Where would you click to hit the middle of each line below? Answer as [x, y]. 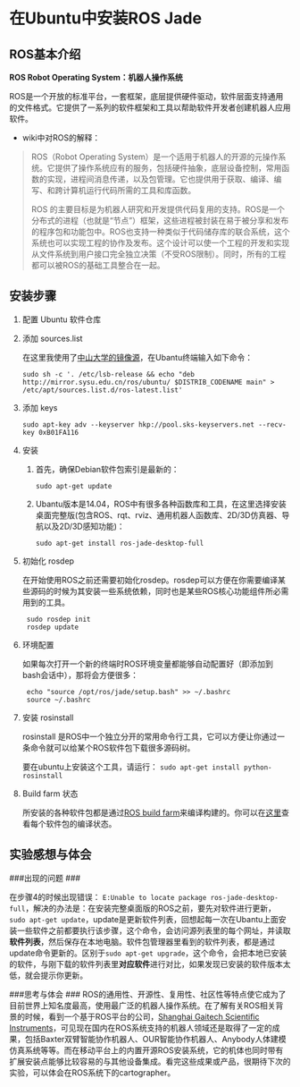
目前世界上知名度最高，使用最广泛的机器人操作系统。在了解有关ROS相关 [142, 1005]
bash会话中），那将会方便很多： [80, 675]
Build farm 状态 [50, 794]
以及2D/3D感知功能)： [84, 526]
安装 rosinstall [48, 718]
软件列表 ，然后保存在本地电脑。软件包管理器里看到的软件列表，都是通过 [142, 941]
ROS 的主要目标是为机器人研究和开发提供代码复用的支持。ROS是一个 [158, 209]
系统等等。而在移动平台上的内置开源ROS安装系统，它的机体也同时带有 [154, 1050]
